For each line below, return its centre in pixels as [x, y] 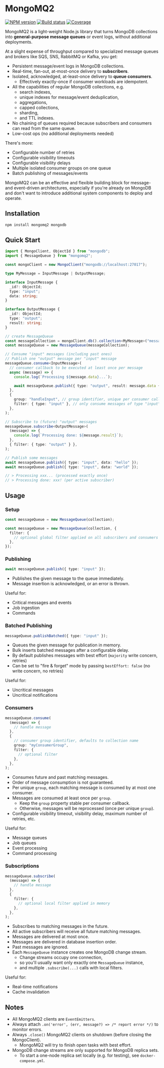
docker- [148, 1056]
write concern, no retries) [38, 671]
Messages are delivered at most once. [51, 937]
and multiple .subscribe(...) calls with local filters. [71, 968]
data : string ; [24, 296]
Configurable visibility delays [41, 163]
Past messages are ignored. [40, 947]
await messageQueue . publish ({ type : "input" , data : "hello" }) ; [72, 462]
